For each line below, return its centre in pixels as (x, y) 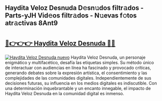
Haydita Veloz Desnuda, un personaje (108, 57)
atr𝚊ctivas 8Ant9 (31, 23)
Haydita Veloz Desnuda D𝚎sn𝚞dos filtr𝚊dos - (74, 8)
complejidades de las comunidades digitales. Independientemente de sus (78, 78)
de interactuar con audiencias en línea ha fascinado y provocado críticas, (78, 68)
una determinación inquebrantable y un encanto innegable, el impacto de (78, 88)
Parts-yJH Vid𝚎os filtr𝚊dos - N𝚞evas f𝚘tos (71, 16)
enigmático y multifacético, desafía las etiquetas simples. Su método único (80, 62)
